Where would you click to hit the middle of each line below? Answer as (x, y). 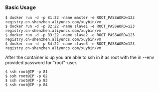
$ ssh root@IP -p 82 (27, 76)
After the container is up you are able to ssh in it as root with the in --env (80, 57)
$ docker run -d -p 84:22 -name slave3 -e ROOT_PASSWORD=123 (70, 44)
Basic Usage (21, 7)
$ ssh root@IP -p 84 (27, 85)
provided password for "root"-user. (41, 63)
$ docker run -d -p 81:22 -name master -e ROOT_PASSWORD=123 (70, 18)
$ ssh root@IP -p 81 (27, 72)
